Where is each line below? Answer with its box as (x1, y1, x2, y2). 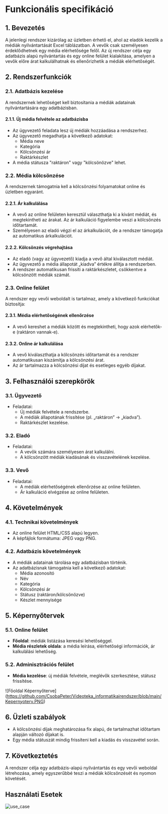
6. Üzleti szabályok (5, 713, 66, 721)
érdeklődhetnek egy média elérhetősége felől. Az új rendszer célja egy (5, 48, 151, 53)
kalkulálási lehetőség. (12, 648, 57, 655)
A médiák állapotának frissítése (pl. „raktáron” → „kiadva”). (20, 414, 142, 420)
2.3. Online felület (5, 284, 50, 291)
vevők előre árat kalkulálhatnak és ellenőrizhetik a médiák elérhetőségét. (5, 58, 155, 64)
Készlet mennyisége (20, 597, 62, 603)
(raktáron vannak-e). (16, 329, 59, 335)
